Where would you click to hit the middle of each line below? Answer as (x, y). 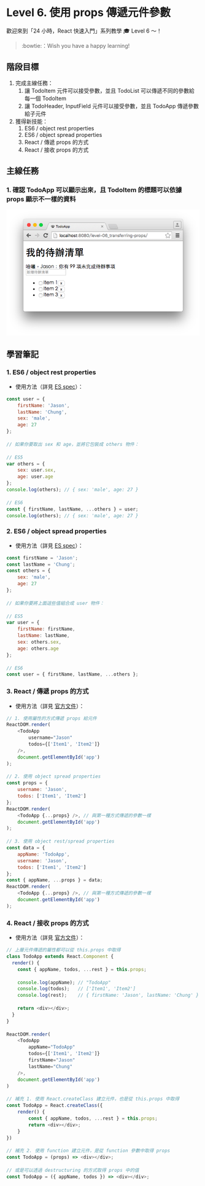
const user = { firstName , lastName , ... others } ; (72, 674)
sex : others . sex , (40, 642)
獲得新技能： (31, 121)
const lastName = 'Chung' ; (41, 564)
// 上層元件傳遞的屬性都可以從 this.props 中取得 (64, 950)
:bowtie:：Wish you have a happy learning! (75, 45)
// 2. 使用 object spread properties (54, 777)
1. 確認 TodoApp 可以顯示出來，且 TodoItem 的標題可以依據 (94, 190)
